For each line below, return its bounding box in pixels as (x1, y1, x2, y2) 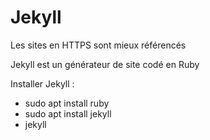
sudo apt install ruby (24, 97, 110, 109)
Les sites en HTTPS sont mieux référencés (10, 39, 187, 51)
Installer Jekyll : (10, 77, 75, 90)
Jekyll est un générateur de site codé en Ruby (10, 58, 200, 70)
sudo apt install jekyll (24, 107, 112, 120)
